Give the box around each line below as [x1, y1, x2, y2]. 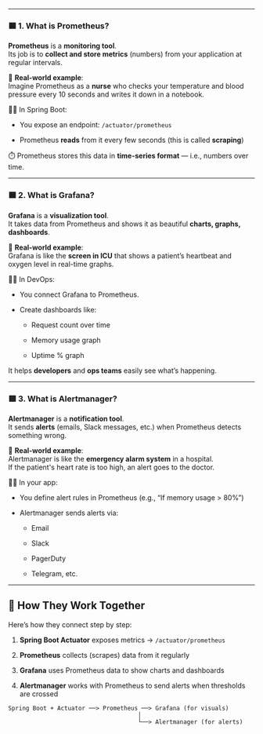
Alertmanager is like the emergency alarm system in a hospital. [8, 454, 214, 463]
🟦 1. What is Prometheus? [8, 20, 110, 31]
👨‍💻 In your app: [8, 477, 58, 487]
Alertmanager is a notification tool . [8, 414, 124, 423]
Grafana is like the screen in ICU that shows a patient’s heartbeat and [8, 250, 232, 260]
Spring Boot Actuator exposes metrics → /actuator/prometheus [19, 635, 225, 645]
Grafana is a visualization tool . [8, 210, 110, 220]
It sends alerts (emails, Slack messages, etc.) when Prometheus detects [8, 422, 242, 432]
